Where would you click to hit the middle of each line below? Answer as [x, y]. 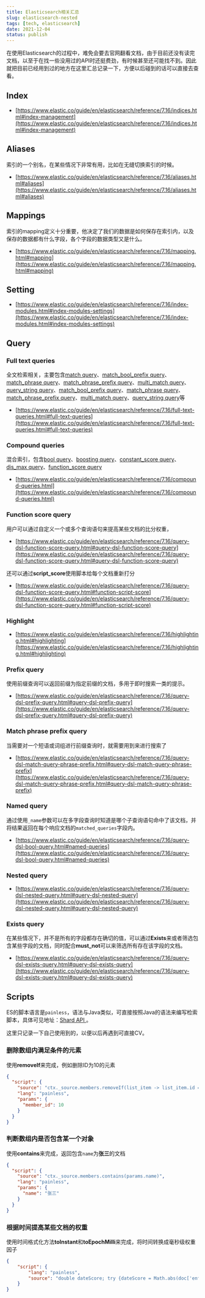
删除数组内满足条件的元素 [44, 1051]
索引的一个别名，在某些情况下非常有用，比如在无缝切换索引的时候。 [92, 164]
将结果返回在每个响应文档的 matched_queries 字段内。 [72, 828]
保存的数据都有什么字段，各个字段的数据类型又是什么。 [76, 239]
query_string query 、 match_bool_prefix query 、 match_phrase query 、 [95, 390]
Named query [27, 806]
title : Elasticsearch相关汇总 [43, 12]
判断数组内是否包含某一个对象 [50, 1139]
